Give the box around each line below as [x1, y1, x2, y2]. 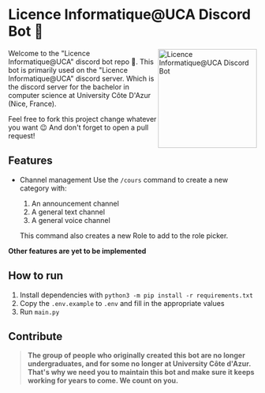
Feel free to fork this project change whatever [8, 114, 157, 123]
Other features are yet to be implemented [8, 246, 147, 255]
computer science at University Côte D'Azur [8, 90, 151, 100]
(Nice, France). [8, 99, 57, 108]
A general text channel [31, 207, 105, 217]
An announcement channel [31, 198, 120, 208]
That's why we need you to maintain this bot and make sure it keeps [27, 368, 255, 377]
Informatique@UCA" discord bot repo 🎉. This [8, 57, 154, 66]
